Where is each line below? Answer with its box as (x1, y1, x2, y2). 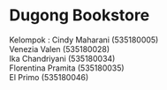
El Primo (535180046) (9, 71, 89, 82)
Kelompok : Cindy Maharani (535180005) (9, 34, 159, 45)
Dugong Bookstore (9, 5, 150, 26)
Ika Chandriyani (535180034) (9, 53, 116, 64)
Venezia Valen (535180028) (9, 43, 110, 54)
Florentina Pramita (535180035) (9, 63, 125, 73)
